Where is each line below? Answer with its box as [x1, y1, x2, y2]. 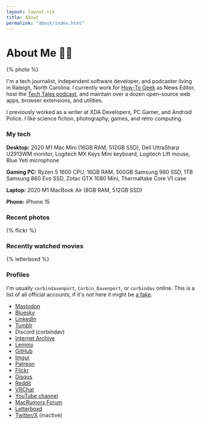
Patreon [14, 360, 35, 367]
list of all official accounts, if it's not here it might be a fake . [6, 291, 153, 298]
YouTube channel [14, 392, 58, 399]
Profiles [6, 271, 30, 279]
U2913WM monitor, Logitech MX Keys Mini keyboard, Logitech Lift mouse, [6, 150, 191, 157]
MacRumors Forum [14, 399, 63, 406]
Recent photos [6, 213, 50, 221]
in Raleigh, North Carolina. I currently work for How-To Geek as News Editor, [6, 84, 196, 91]
